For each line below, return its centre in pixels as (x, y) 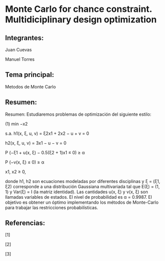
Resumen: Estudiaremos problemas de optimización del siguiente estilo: (78, 114)
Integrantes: (24, 38)
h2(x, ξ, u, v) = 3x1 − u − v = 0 (36, 143)
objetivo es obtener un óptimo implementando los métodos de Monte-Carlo (82, 202)
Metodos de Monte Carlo (30, 87)
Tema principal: (30, 75)
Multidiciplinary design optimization (81, 20)
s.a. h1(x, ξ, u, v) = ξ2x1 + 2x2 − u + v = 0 (47, 133)
